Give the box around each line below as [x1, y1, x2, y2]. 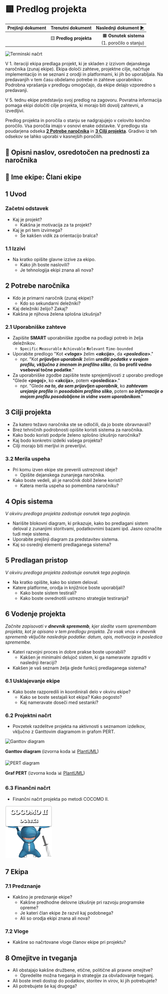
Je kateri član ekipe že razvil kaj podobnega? [20, 910, 114, 916]
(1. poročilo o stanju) [101, 40, 144, 46]
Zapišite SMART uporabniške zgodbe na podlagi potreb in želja [12, 335, 144, 341]
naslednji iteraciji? [20, 659, 57, 665]
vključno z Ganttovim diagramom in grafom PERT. [12, 728, 115, 735]
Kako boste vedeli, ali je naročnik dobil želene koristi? [12, 477, 123, 483]
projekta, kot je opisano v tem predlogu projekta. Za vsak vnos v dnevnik [5, 628, 156, 635]
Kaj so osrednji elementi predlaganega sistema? [12, 541, 111, 547]
